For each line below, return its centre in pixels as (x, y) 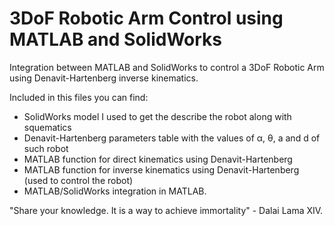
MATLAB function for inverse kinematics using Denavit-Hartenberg (161, 169)
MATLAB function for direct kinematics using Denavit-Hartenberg (158, 159)
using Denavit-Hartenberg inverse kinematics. (104, 78)
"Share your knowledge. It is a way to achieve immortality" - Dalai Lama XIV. (166, 210)
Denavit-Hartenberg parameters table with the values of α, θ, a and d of (172, 138)
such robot (46, 148)
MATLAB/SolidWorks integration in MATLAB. (115, 191)
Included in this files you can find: (79, 97)
